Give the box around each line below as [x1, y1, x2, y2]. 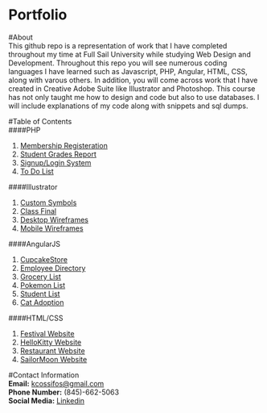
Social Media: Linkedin [8, 395, 85, 405]
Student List [19, 289, 60, 298]
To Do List [19, 166, 54, 176]
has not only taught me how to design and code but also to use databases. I [8, 92, 260, 102]
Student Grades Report [19, 149, 97, 159]
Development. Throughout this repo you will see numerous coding [8, 58, 228, 68]
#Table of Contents [8, 116, 72, 126]
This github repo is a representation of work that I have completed [8, 40, 228, 50]
